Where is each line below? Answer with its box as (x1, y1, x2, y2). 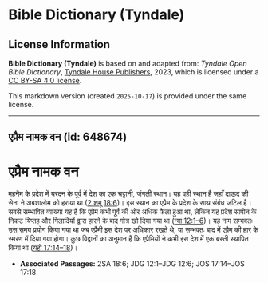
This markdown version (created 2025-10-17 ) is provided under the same (8, 91, 247, 101)
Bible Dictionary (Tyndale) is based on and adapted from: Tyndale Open (8, 58, 247, 68)
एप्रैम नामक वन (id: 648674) (8, 130, 128, 144)
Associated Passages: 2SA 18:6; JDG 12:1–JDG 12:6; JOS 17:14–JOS (19, 259, 246, 269)
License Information (8, 38, 110, 51)
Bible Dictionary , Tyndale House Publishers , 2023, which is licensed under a (8, 67, 259, 77)
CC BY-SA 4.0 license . (8, 76, 82, 85)
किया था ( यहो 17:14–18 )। (8, 243, 78, 253)
